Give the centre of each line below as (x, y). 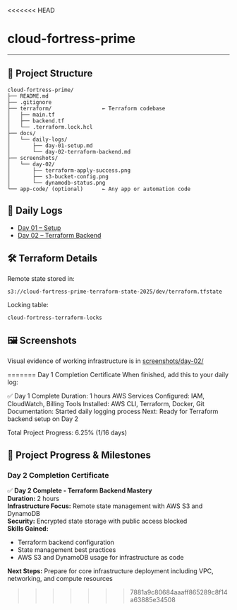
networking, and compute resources (60, 578)
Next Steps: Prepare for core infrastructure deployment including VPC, (110, 571)
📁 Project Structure (50, 74)
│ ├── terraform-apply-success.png (69, 170)
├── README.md (28, 96)
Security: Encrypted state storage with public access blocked (97, 521)
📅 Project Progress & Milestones (79, 455)
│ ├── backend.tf (36, 121)
